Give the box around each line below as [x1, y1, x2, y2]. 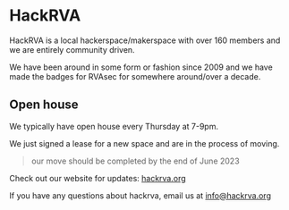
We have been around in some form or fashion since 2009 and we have [9, 62, 273, 72]
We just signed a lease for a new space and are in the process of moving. [9, 138, 280, 148]
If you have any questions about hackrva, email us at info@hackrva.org [9, 189, 271, 201]
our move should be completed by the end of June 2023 [30, 155, 240, 166]
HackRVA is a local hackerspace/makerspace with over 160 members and [9, 35, 281, 46]
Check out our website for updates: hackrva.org [9, 172, 186, 183]
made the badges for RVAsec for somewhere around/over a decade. [9, 71, 261, 81]
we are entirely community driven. [9, 44, 136, 55]
